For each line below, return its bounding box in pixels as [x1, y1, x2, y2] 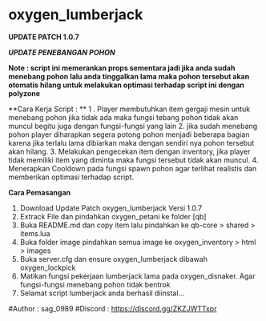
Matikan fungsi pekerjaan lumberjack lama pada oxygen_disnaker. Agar [19, 271, 256, 281]
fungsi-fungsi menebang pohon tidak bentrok [19, 279, 171, 289]
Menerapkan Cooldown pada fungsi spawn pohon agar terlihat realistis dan [8, 163, 257, 173]
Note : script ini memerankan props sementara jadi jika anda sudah [8, 62, 236, 73]
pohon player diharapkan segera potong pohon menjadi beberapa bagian [8, 130, 250, 139]
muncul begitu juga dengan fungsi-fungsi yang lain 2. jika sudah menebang [8, 121, 258, 130]
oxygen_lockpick [19, 263, 76, 272]
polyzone [8, 88, 41, 98]
